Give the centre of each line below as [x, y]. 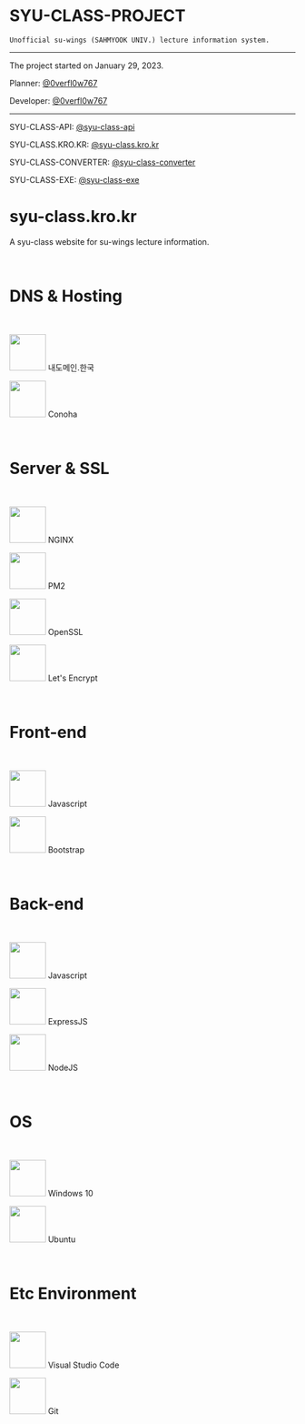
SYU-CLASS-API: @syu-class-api [72, 126]
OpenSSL [65, 631]
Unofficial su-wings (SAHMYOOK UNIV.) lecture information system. [140, 40]
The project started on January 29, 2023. [87, 66]
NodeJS [63, 1067]
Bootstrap [66, 849]
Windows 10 [70, 1193]
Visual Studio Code [84, 1365]
